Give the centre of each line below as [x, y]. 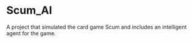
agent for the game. [31, 33]
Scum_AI [29, 10]
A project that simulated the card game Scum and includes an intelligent [96, 27]
